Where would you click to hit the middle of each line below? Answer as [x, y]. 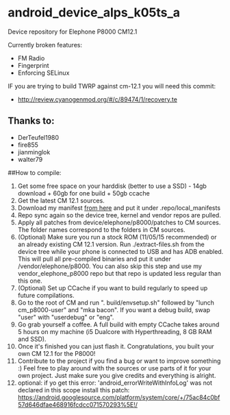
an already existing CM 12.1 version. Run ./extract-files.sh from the [111, 244]
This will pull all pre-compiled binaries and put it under [94, 259]
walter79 [30, 159]
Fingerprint [34, 65]
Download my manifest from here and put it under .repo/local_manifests [119, 208]
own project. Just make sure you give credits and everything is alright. [117, 375]
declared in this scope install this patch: [74, 390]
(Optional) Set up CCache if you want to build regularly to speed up [113, 288]
